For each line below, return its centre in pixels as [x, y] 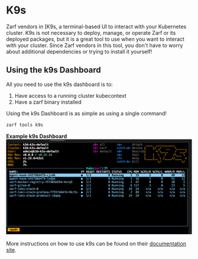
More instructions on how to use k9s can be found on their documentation [96, 244]
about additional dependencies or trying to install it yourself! [79, 51]
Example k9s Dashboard [37, 136]
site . [11, 250]
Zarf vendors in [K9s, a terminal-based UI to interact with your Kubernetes [96, 26]
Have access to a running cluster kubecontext [70, 95]
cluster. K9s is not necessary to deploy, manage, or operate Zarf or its [91, 32]
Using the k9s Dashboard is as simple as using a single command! [86, 113]
